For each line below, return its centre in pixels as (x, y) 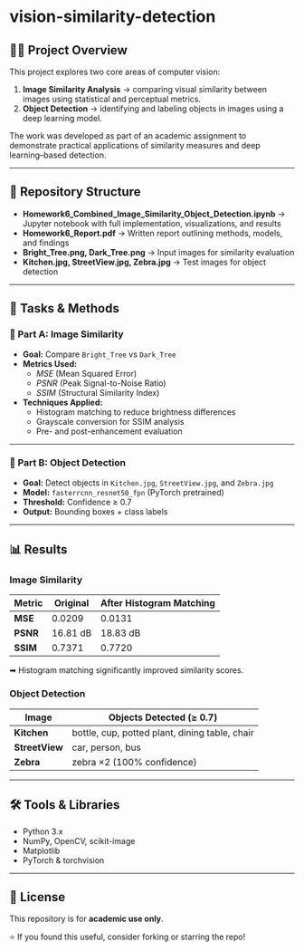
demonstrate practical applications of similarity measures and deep (135, 145)
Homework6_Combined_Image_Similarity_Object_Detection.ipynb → (154, 214)
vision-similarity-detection (113, 17)
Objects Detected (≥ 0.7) (163, 717)
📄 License (38, 897)
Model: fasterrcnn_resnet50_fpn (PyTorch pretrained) (123, 492)
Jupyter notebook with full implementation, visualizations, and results (152, 223)
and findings (46, 243)
